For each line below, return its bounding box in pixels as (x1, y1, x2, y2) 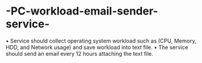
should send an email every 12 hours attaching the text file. (5, 50, 153, 57)
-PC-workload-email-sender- (5, 4, 159, 18)
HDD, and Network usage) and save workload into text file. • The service (5, 44, 189, 51)
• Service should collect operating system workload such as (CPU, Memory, (5, 37, 197, 44)
